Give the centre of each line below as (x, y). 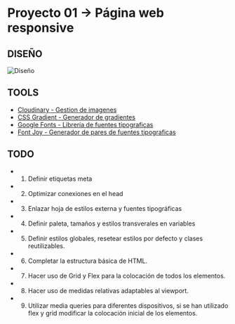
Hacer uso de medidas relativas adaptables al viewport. (108, 290)
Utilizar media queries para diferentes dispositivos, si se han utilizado (128, 305)
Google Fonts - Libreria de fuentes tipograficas (85, 124)
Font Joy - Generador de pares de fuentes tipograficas (97, 132)
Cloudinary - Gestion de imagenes (67, 110)
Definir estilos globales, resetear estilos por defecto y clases (115, 238)
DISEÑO (25, 54)
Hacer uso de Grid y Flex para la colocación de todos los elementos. (127, 276)
